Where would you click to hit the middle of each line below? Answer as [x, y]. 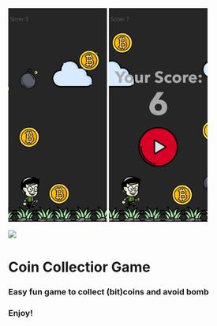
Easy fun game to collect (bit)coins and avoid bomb [108, 292]
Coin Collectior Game [80, 267]
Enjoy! [21, 313]
